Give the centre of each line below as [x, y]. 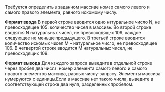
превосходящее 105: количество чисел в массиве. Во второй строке [78, 27]
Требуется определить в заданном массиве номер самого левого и [77, 7]
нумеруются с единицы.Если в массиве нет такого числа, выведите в [79, 79]
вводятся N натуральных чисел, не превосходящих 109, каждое [73, 32]
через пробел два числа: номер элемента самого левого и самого [76, 68]
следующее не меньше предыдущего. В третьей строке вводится [75, 38]
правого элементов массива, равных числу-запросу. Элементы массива [83, 73]
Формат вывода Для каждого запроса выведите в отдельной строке [79, 63]
